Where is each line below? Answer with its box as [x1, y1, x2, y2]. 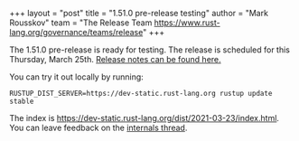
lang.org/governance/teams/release [9, 27, 144, 37]
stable [9, 97, 34, 106]
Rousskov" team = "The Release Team [9, 17, 153, 28]
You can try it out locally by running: [9, 71, 145, 82]
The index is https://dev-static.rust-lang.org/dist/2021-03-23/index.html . [9, 113, 280, 123]
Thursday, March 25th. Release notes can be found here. [9, 54, 221, 64]
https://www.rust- [154, 17, 220, 28]
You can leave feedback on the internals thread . [9, 122, 188, 133]
